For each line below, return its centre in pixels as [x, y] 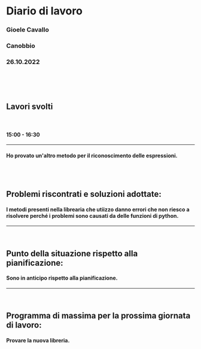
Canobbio [21, 46]
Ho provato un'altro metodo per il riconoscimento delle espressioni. [92, 155]
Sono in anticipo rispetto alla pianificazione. [62, 278]
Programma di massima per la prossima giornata [98, 316]
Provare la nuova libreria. [38, 340]
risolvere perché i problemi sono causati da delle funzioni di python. [92, 216]
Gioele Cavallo [28, 30]
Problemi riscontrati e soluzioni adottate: [84, 194]
